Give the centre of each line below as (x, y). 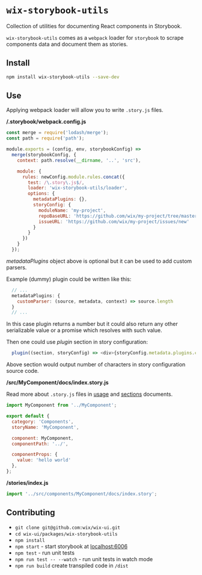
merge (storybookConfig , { (44, 155)
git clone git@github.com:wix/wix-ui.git (67, 527)
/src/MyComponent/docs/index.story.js (58, 383)
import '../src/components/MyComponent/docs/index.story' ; (82, 494)
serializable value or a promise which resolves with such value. (84, 330)
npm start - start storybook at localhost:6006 (71, 546)
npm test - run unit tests (45, 553)
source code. (23, 371)
